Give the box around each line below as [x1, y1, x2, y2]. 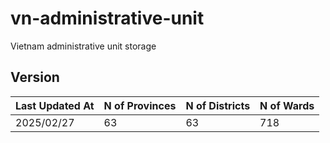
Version [10, 69, 60, 86]
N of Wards [259, 98, 315, 112]
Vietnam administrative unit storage [10, 40, 157, 52]
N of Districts [185, 98, 251, 112]
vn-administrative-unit [10, 7, 205, 30]
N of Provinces [103, 98, 177, 112]
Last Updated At [15, 98, 95, 112]
